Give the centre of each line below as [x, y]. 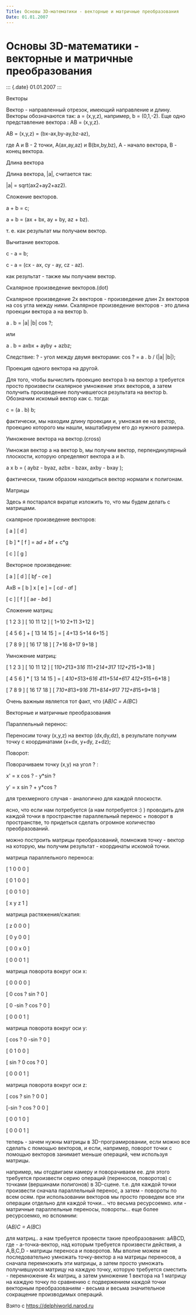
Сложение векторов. [32, 197]
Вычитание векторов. [33, 242]
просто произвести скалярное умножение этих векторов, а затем [89, 386]
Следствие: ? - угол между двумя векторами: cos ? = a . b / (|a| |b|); [91, 357]
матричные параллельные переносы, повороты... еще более [82, 1209]
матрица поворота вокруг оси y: [47, 1028]
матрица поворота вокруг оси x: [47, 971]
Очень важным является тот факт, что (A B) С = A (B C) [72, 701]
